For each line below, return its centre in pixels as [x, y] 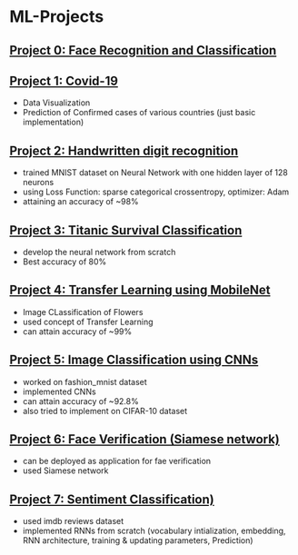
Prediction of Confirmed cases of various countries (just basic [139, 113]
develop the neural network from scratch [99, 253]
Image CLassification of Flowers [83, 312]
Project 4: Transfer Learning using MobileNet [140, 290]
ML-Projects [57, 17]
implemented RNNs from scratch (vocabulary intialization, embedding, [154, 531]
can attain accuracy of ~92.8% [80, 401]
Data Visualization [56, 103]
